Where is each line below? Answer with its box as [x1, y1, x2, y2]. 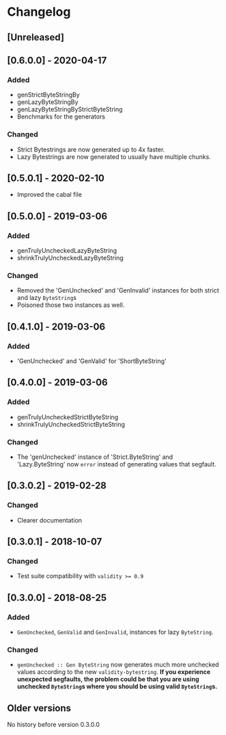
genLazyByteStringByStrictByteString [16, 105, 123, 114]
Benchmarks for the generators [16, 112, 106, 121]
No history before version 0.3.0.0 [7, 721, 100, 729]
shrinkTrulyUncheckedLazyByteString [16, 254, 124, 262]
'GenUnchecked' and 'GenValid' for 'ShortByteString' [16, 357, 167, 365]
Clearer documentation [16, 516, 83, 524]
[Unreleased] [7, 32, 65, 43]
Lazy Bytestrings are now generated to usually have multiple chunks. [16, 152, 212, 161]
